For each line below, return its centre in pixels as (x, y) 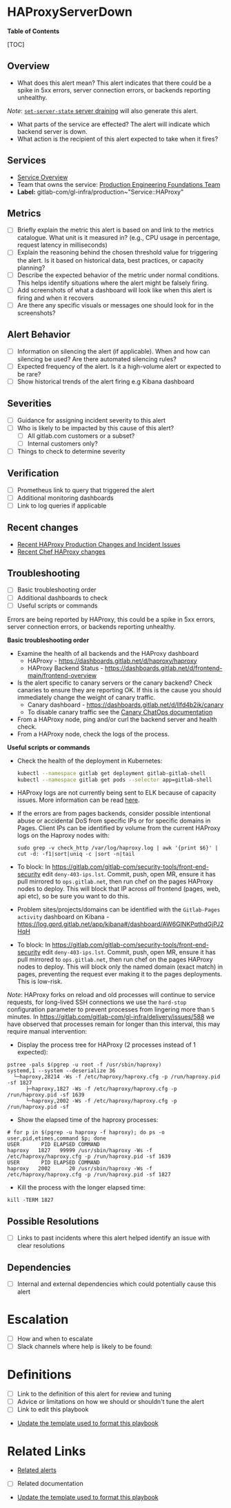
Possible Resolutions (53, 1221)
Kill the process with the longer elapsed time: (81, 1187)
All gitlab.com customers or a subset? (81, 436)
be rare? (29, 374)
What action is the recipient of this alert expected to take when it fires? (118, 139)
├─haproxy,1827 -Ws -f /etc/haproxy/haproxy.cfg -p (101, 1089)
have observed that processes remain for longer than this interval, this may (114, 1024)
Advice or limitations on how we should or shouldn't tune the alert (111, 1402)
